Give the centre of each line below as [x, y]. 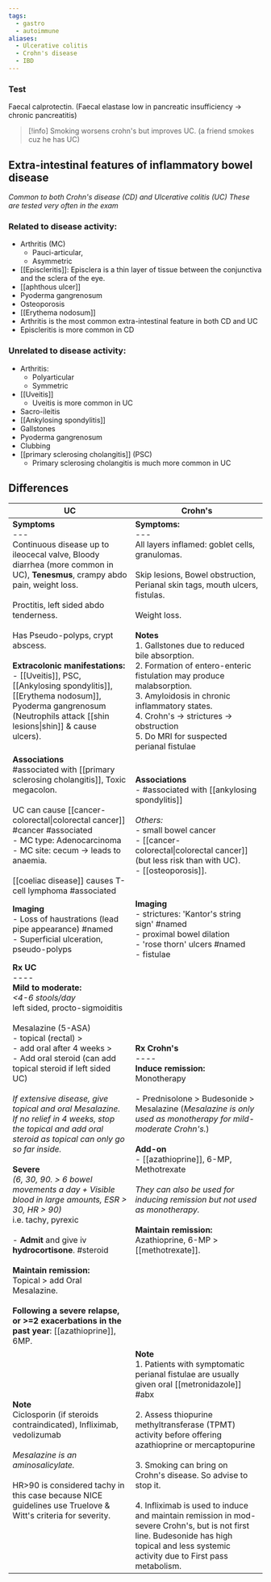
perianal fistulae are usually [187, 1374]
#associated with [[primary [64, 770]
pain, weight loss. [46, 585]
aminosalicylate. [44, 1465]
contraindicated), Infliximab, [65, 1425]
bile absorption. [165, 656]
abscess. [29, 645]
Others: [149, 820]
